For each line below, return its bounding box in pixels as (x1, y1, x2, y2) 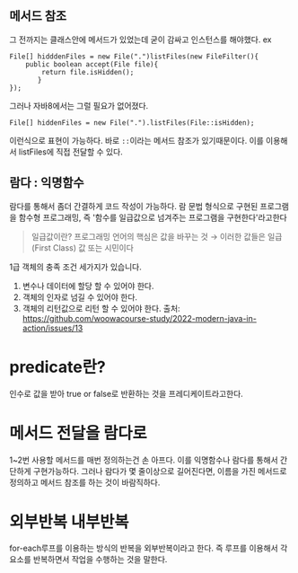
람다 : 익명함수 (9, 175, 84, 190)
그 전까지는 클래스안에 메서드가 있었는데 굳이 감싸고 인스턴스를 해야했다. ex (9, 34, 272, 45)
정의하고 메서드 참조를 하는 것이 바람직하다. (9, 477, 161, 488)
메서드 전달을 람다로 (9, 423, 148, 443)
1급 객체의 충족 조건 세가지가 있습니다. (9, 261, 142, 272)
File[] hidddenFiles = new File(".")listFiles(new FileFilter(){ (9, 52, 259, 61)
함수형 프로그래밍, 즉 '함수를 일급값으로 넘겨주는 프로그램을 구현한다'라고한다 (18, 212, 287, 223)
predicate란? (9, 357, 106, 377)
